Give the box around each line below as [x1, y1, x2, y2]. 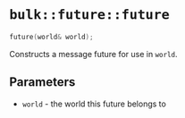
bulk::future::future [9, 6, 170, 23]
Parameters [9, 74, 76, 90]
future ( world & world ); [9, 32, 94, 41]
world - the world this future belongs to [21, 98, 167, 109]
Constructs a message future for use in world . [9, 48, 178, 59]
